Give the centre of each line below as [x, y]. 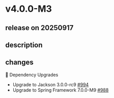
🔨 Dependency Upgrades [32, 75]
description [24, 45]
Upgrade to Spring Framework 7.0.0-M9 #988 [61, 90]
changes [20, 63]
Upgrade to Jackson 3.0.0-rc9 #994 [51, 84]
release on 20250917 [39, 28]
